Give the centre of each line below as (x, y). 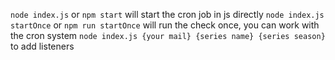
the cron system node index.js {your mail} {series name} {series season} (168, 35)
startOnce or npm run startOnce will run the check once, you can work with (165, 25)
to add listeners (42, 46)
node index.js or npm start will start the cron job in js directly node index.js (167, 14)
